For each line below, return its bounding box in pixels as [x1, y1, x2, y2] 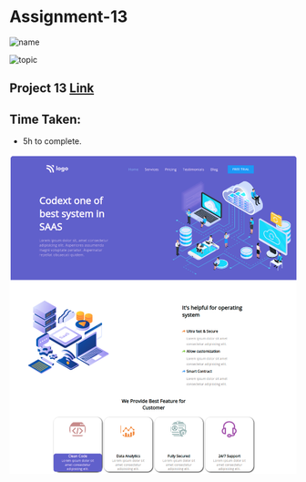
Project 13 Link [9, 80, 95, 97]
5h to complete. [22, 136, 82, 147]
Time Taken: [9, 111, 82, 127]
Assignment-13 [9, 6, 128, 27]
